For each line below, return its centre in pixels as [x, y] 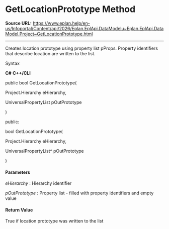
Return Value [19, 210]
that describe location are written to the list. [50, 53]
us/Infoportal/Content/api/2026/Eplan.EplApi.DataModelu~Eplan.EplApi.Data [84, 28]
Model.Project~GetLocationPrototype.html [49, 34]
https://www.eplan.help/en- [61, 23]
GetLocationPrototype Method [70, 9]
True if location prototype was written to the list [54, 221]
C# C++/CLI [18, 73]
